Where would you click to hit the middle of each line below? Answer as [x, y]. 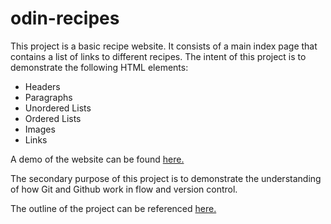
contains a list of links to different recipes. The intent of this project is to [158, 56]
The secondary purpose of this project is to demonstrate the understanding [166, 178]
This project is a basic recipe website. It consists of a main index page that [164, 46]
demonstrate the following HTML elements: [99, 67]
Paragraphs [48, 97]
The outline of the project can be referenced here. [113, 208]
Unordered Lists [58, 108]
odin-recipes [65, 18]
